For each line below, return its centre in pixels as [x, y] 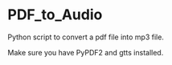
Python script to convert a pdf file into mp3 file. [86, 37]
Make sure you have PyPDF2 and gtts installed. [86, 52]
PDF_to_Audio [55, 15]
